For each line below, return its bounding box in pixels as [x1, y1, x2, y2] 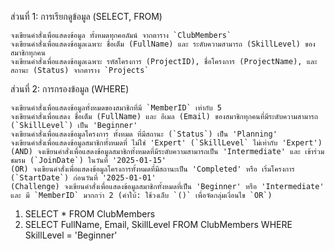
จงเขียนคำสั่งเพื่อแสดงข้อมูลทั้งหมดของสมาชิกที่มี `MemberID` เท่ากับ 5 [10, 103, 222, 113]
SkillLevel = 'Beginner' [24, 229, 118, 241]
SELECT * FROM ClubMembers [24, 208, 156, 220]
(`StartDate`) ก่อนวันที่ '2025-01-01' [10, 173, 157, 183]
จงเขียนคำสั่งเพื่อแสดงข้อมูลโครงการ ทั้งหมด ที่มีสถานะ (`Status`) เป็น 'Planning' [10, 129, 278, 139]
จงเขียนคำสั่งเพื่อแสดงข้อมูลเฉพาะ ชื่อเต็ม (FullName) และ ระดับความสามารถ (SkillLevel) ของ [10, 39, 316, 49]
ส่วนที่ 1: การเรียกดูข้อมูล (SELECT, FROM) [10, 11, 163, 22]
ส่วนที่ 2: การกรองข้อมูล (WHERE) [10, 83, 130, 95]
